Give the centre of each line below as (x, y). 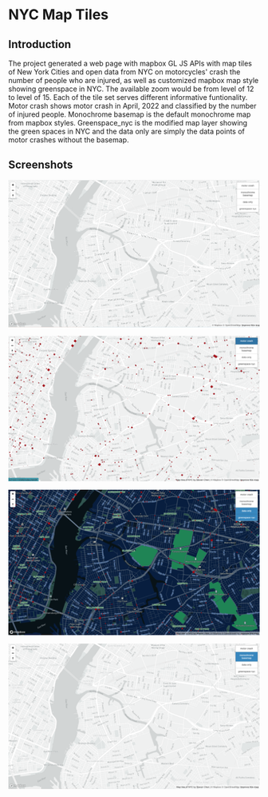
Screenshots (41, 165)
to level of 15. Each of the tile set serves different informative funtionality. (128, 97)
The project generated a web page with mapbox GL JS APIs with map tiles (130, 63)
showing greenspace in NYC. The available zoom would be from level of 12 (131, 89)
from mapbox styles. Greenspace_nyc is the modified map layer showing (128, 123)
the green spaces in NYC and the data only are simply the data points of (127, 131)
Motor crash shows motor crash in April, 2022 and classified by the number (132, 106)
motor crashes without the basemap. (69, 140)
